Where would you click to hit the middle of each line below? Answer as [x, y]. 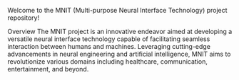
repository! [24, 18]
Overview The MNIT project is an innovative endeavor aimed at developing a [120, 32]
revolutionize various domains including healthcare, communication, [108, 62]
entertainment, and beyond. [48, 69]
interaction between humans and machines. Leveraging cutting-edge [109, 46]
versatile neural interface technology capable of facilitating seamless [109, 39]
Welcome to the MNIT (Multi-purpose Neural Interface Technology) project [117, 10]
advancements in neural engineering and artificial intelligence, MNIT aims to [119, 54]
